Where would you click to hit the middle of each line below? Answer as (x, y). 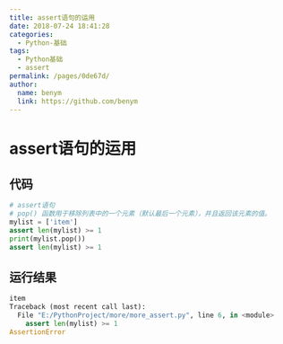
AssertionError (38, 332)
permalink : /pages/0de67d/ (60, 76)
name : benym (40, 93)
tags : (19, 51)
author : (24, 84)
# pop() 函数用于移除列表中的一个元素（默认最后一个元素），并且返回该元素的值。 (140, 214)
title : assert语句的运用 (52, 18)
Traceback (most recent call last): (77, 307)
